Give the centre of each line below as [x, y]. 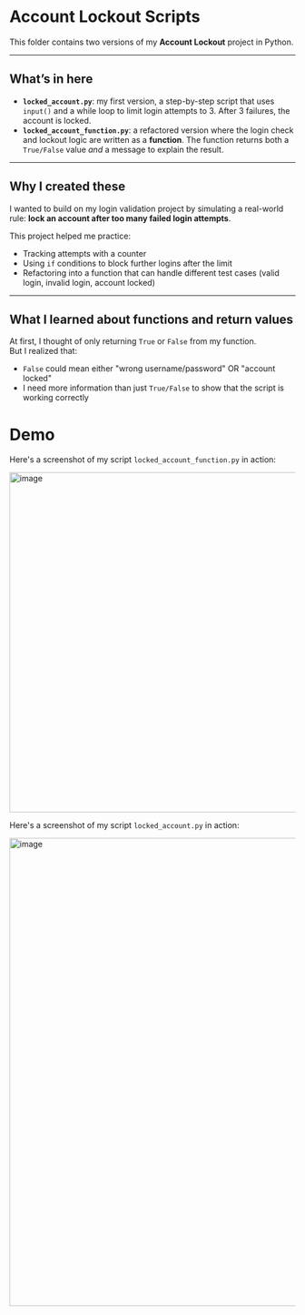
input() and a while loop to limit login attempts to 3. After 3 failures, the [156, 110]
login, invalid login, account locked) [89, 282]
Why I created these [68, 187]
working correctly [55, 398]
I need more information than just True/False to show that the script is [153, 388]
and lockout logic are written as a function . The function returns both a [156, 139]
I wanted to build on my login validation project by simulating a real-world [147, 208]
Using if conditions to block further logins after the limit [128, 263]
